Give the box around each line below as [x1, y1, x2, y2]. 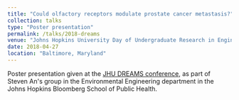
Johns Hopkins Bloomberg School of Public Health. [7, 84, 158, 93]
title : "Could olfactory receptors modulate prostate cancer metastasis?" [7, 10, 234, 18]
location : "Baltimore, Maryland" [7, 50, 107, 57]
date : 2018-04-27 [7, 43, 59, 50]
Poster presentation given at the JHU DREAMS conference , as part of [7, 69, 211, 78]
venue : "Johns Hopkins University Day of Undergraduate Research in [7, 37, 215, 44]
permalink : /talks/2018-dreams [7, 30, 100, 38]
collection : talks [7, 17, 62, 24]
